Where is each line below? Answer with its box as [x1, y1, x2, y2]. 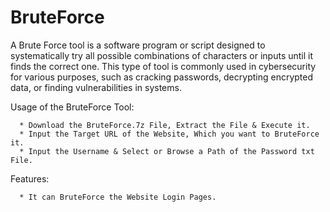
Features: [10, 172, 50, 185]
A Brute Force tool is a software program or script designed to [10, 39, 266, 51]
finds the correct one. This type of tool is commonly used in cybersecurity [10, 60, 317, 72]
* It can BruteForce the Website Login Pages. [19, 192, 217, 202]
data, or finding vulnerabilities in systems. [10, 81, 182, 93]
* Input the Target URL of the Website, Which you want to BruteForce [19, 129, 320, 139]
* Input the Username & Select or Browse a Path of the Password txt [19, 146, 315, 156]
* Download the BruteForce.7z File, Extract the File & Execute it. [19, 120, 311, 130]
